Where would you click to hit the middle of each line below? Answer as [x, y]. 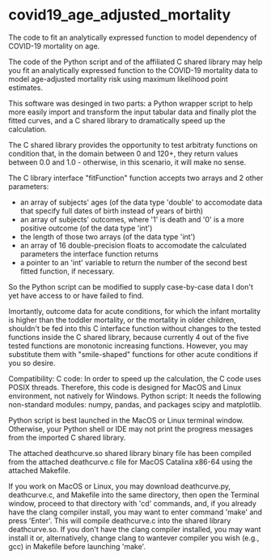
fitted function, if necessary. [67, 271]
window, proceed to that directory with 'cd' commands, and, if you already [133, 503]
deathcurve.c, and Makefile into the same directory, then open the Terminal [134, 494]
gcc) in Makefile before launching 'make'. [77, 546]
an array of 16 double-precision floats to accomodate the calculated [133, 245]
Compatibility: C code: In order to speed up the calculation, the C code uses [135, 378]
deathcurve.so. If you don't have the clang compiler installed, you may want [135, 529]
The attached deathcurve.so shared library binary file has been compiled [130, 453]
